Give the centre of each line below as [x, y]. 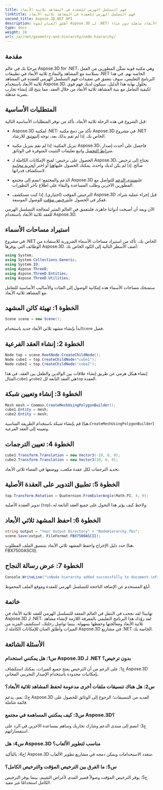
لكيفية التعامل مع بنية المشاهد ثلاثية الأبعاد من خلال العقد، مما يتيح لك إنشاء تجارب [78, 89]
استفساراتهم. [17, 731]
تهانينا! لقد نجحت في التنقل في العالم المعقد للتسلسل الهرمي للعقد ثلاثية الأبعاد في [79, 613]
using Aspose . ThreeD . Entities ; [37, 274]
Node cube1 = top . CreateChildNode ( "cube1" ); [51, 359]
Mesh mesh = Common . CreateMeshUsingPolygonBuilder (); [61, 405]
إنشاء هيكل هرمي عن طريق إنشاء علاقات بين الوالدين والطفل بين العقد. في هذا [76, 373]
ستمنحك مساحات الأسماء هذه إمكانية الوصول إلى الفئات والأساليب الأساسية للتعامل [80, 287]
